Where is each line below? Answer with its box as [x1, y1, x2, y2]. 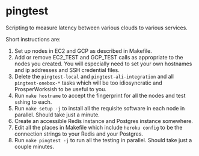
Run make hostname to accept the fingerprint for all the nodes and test [14, 92, 186, 99]
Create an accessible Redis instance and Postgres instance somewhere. [14, 117, 194, 124]
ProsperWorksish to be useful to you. [14, 85, 106, 92]
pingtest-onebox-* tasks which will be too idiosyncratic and [14, 79, 163, 86]
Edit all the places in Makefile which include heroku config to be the [14, 124, 183, 131]
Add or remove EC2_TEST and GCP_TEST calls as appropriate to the [14, 53, 184, 61]
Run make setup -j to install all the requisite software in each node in [14, 104, 185, 112]
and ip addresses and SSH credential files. [14, 66, 120, 73]
